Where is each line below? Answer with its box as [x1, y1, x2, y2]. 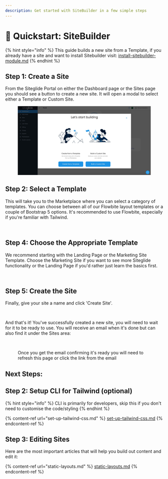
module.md [5, 58, 29, 64]
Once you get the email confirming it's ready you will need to [18, 350, 144, 356]
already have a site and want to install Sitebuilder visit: [5, 52, 117, 58]
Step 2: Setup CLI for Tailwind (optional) [5, 387, 133, 396]
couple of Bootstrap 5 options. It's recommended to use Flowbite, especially [5, 209, 163, 215]
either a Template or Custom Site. [5, 96, 74, 103]
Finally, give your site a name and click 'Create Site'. [5, 300, 113, 306]
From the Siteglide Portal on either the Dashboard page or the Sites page [5, 85, 155, 91]
